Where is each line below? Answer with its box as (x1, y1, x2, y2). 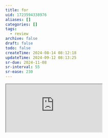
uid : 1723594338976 (5, 12, 47, 17)
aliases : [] (5, 17, 31, 22)
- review (10, 31, 29, 36)
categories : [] (5, 21, 38, 27)
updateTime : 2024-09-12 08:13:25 (5, 55, 77, 60)
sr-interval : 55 (5, 64, 40, 70)
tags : (5, 27, 17, 32)
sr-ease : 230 (5, 70, 33, 75)
